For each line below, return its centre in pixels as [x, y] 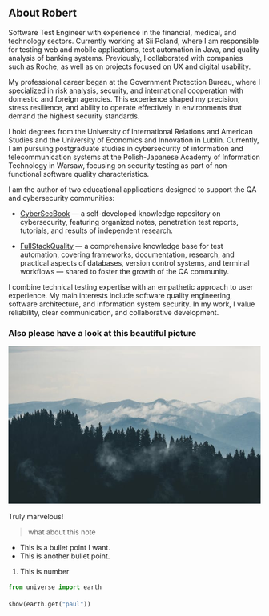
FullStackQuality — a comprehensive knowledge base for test [121, 246]
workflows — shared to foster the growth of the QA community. [124, 271]
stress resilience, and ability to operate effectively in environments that [125, 107]
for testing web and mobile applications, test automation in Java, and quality [134, 49]
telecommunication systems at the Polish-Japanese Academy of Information [134, 157]
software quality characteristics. [96, 174]
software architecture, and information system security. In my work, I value [132, 304]
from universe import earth [55, 587]
